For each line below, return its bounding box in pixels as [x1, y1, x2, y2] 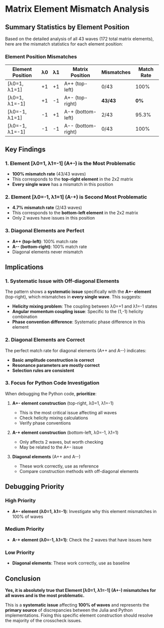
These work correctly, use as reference [19, 463, 99, 469]
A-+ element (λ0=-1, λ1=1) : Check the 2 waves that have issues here [12, 537, 152, 542]
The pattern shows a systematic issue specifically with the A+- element [5, 289, 151, 294]
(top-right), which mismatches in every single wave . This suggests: [5, 294, 142, 300]
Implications [5, 263, 44, 271]
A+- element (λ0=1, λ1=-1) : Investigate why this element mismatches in [12, 508, 157, 514]
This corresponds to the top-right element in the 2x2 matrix [12, 176, 133, 182]
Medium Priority [5, 526, 44, 533]
